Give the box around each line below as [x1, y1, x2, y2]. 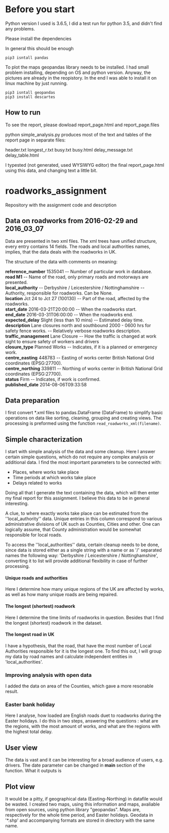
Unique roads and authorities [5, 574, 68, 581]
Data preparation [5, 396, 60, 405]
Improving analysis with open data [5, 671, 92, 678]
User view [5, 743, 38, 752]
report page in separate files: [5, 137, 66, 143]
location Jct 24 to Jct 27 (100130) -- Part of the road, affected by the [5, 295, 149, 301]
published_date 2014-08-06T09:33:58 [5, 381, 87, 387]
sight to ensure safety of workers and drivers [5, 338, 100, 344]
